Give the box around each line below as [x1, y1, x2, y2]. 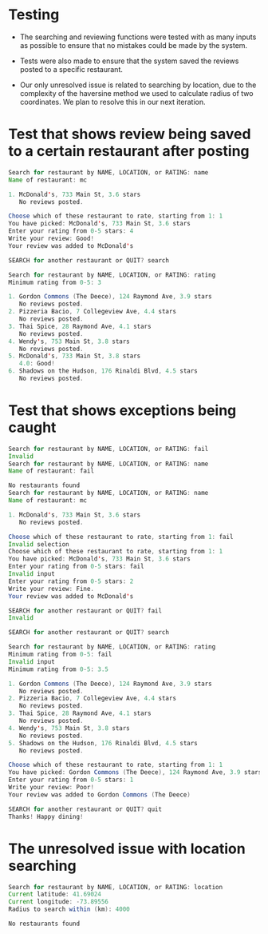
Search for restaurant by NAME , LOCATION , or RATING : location [8, 883, 223, 891]
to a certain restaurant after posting [8, 142, 250, 161]
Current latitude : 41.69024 [8, 890, 102, 899]
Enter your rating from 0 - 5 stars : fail [8, 562, 145, 571]
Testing [8, 6, 60, 24]
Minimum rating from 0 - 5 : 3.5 [8, 665, 109, 673]
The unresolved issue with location [8, 840, 246, 857]
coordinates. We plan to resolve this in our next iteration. [19, 97, 206, 106]
